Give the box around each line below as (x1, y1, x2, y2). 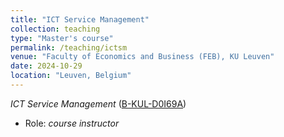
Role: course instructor (24, 117, 120, 129)
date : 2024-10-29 (10, 61, 83, 71)
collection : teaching (10, 24, 101, 34)
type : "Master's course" (10, 33, 114, 43)
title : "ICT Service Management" (10, 14, 150, 25)
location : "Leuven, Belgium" (10, 71, 132, 81)
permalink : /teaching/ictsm (10, 42, 128, 53)
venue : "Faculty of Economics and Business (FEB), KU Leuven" (10, 52, 275, 62)
